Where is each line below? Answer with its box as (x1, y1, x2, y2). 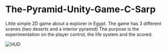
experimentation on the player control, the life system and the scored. (5, 31, 153, 37)
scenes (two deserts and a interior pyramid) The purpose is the (5, 25, 139, 32)
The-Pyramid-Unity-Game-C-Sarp (5, 4, 156, 15)
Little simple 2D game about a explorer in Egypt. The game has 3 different (5, 20, 162, 27)
